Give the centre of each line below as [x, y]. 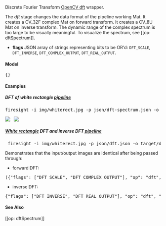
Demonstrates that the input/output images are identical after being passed [82, 153]
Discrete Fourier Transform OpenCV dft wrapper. [55, 7]
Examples [16, 86]
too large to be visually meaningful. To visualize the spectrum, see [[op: [78, 32]
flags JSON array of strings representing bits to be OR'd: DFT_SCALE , [81, 47]
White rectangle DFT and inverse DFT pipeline [53, 131]
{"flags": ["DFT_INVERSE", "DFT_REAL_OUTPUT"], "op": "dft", [81, 196]
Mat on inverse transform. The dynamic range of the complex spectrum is [80, 27]
